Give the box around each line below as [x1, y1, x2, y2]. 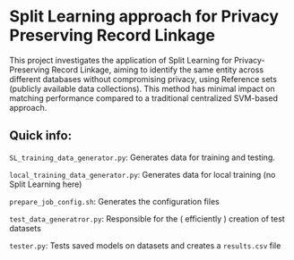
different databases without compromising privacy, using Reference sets [9, 73, 278, 84]
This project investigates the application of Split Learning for [9, 55, 233, 65]
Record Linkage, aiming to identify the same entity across [51, 64, 264, 75]
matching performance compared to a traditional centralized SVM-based [9, 92, 278, 104]
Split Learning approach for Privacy [9, 6, 280, 27]
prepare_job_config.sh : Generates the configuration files [9, 196, 220, 206]
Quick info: [9, 128, 73, 144]
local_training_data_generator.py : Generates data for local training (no [9, 169, 276, 180]
